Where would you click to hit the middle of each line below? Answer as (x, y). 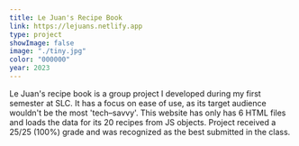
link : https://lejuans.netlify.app (76, 26)
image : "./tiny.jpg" (48, 51)
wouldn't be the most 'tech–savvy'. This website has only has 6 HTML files (148, 113)
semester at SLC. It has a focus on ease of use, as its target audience (138, 103)
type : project (36, 34)
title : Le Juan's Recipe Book (66, 18)
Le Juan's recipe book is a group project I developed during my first (135, 93)
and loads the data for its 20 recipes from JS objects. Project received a (143, 122)
